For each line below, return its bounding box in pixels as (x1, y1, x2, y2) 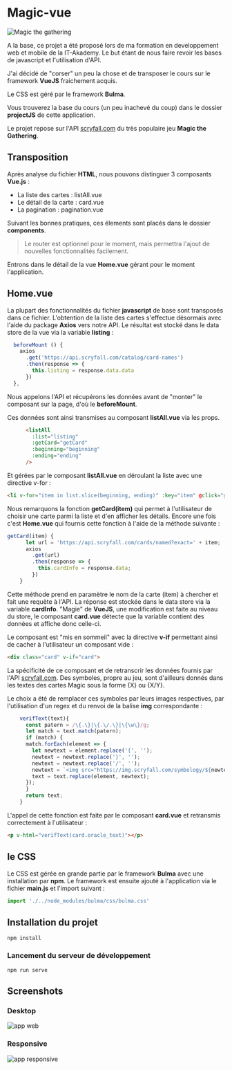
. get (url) (32, 552, 60, 559)
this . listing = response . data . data (32, 367, 135, 374)
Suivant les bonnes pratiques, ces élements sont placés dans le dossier (7, 219, 211, 227)
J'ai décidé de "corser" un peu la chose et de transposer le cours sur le (7, 69, 211, 77)
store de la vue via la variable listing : (7, 328, 114, 336)
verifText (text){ (19, 714, 70, 722)
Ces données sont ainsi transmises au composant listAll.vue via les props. (7, 413, 220, 421)
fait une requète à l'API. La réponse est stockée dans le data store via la (7, 597, 211, 606)
